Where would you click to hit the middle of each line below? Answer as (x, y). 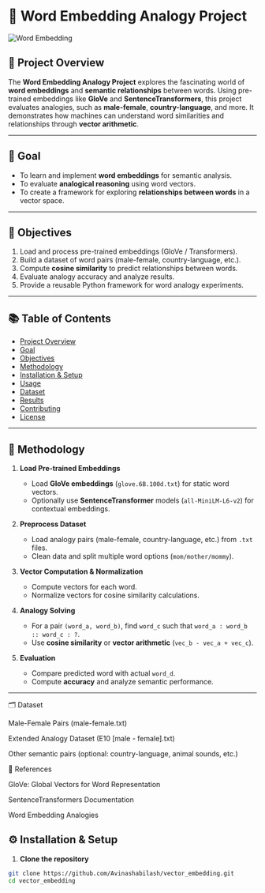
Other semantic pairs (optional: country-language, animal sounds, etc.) (123, 754)
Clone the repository (54, 859)
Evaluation (37, 658)
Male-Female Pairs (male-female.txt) (68, 723)
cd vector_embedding (42, 880)
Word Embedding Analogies (53, 815)
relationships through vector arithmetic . (74, 124)
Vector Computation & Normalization (81, 571)
